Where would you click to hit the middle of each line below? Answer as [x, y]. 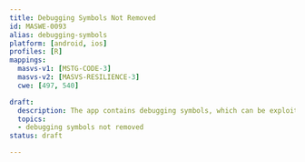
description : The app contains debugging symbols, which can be [142, 110]
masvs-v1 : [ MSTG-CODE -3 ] [64, 69]
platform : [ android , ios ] [58, 43]
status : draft [36, 136]
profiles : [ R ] [36, 52]
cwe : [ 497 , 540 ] [48, 86]
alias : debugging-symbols [58, 35]
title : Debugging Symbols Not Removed [83, 18]
